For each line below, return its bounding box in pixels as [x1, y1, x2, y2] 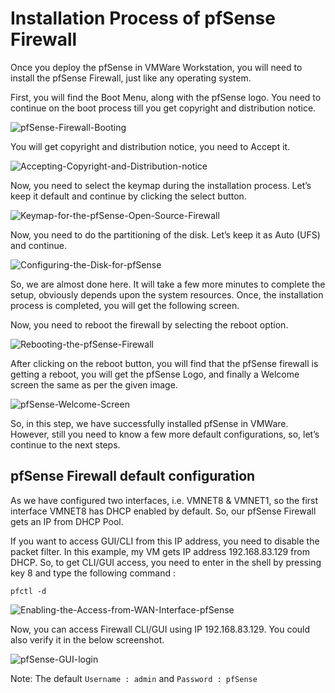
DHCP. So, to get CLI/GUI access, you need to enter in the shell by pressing [10, 556, 322, 568]
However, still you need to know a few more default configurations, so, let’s [10, 428, 320, 440]
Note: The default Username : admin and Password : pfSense [10, 672, 258, 684]
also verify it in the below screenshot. [10, 633, 165, 646]
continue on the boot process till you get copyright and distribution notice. [10, 102, 317, 114]
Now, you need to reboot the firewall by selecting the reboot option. [10, 318, 289, 331]
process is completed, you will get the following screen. [10, 299, 240, 311]
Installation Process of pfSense [10, 7, 276, 30]
